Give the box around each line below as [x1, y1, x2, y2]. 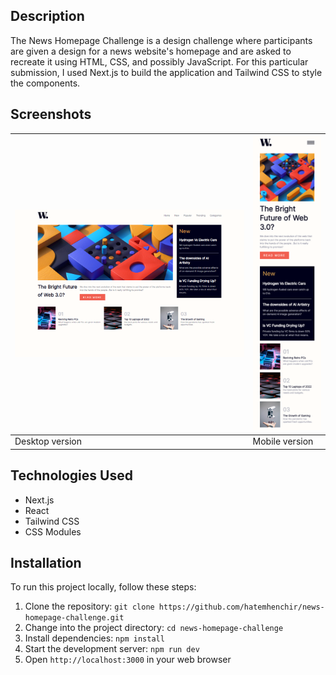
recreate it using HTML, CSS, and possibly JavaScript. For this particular [10, 55, 309, 68]
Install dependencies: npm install [24, 632, 165, 644]
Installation [10, 555, 82, 571]
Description [10, 8, 85, 25]
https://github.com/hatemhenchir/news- [158, 602, 325, 613]
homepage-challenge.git [24, 613, 125, 623]
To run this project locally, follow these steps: [10, 581, 197, 593]
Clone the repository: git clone [24, 600, 155, 613]
